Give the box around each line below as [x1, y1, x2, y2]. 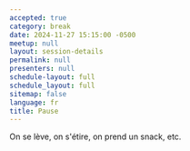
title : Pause [9, 106, 59, 116]
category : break [9, 22, 71, 31]
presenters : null [9, 65, 75, 74]
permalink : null [9, 55, 71, 65]
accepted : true [9, 13, 67, 23]
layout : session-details [9, 47, 104, 56]
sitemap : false [9, 89, 67, 98]
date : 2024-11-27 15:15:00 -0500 [9, 30, 136, 39]
